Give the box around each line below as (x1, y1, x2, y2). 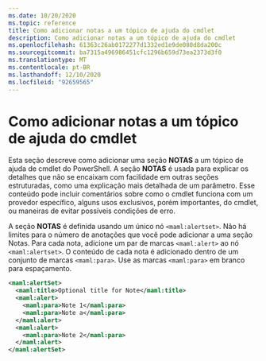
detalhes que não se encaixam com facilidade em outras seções (8, 173, 219, 182)
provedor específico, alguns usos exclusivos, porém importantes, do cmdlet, (8, 198, 259, 208)
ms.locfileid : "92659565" (8, 78, 94, 86)
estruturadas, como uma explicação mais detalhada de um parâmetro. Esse (8, 180, 256, 191)
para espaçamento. (8, 264, 72, 274)
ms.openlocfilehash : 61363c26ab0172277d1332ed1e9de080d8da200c (8, 41, 222, 49)
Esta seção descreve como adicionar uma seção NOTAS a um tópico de (8, 156, 244, 165)
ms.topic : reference (8, 19, 77, 27)
